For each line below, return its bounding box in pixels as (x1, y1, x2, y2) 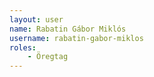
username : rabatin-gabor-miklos (9, 33, 144, 43)
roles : (9, 42, 37, 53)
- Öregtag (27, 52, 69, 62)
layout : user (9, 14, 64, 25)
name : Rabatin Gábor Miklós (9, 24, 127, 34)
